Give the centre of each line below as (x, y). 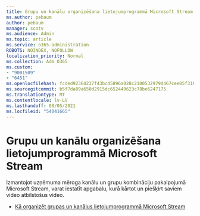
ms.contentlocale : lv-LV (37, 100)
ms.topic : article (29, 39)
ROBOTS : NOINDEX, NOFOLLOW (40, 51)
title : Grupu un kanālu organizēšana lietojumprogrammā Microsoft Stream (100, 12)
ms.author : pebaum (29, 17)
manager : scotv (25, 28)
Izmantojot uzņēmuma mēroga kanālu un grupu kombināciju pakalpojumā (96, 183)
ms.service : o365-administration (48, 45)
